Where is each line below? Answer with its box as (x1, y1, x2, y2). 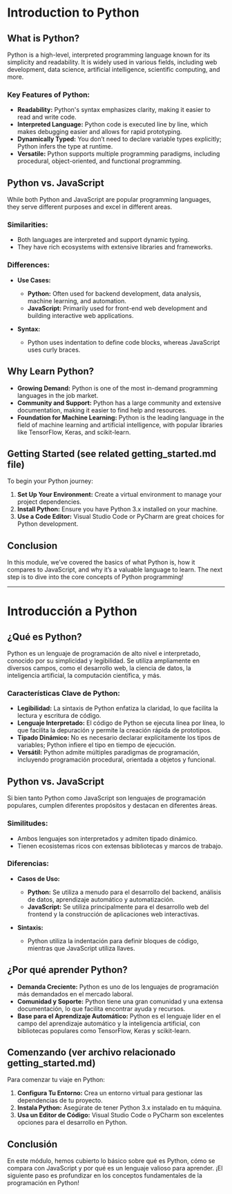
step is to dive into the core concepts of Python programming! (7, 573, 184, 581)
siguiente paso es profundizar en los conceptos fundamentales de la (7, 1171, 202, 1179)
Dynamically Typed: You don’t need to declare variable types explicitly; (17, 135, 222, 143)
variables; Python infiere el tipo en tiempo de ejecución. (17, 741, 176, 749)
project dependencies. (17, 497, 81, 506)
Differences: (7, 260, 50, 270)
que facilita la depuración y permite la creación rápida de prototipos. (17, 726, 213, 735)
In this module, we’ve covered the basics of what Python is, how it (7, 558, 195, 567)
